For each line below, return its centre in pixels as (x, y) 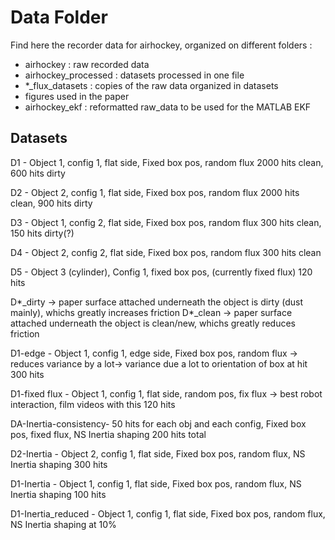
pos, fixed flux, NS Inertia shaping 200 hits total (108, 434)
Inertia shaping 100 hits (58, 494)
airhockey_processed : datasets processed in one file (134, 75)
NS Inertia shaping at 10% (63, 524)
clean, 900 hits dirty (51, 203)
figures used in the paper (77, 96)
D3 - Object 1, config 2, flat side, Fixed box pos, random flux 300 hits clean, (166, 222)
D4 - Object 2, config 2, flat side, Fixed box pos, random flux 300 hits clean (166, 252)
